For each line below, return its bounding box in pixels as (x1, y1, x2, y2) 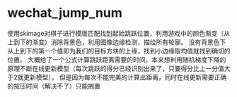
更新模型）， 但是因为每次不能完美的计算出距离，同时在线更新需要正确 (23, 72, 227, 82)
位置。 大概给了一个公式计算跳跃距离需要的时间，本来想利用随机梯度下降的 (7, 55, 226, 64)
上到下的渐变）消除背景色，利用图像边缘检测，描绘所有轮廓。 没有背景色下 (7, 37, 226, 46)
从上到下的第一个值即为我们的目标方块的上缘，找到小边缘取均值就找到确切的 (7, 46, 231, 55)
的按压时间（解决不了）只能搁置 (7, 82, 100, 90)
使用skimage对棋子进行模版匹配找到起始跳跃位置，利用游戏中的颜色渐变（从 (7, 29, 231, 37)
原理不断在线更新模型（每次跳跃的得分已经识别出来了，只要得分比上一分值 (7, 64, 224, 72)
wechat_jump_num (7, 5, 122, 21)
